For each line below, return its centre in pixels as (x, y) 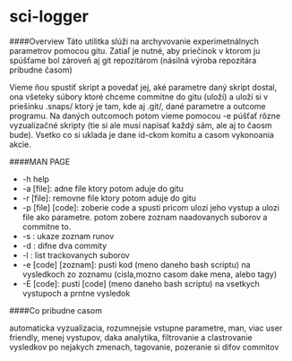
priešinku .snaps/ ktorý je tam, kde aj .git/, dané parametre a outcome (137, 106)
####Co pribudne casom (56, 310)
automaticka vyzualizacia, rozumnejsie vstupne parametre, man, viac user (146, 328)
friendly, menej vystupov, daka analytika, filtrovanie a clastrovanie (131, 337)
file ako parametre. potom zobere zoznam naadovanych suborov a (145, 217)
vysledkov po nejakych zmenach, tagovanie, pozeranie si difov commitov (144, 347)
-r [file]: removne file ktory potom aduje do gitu (109, 198)
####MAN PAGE (40, 161)
